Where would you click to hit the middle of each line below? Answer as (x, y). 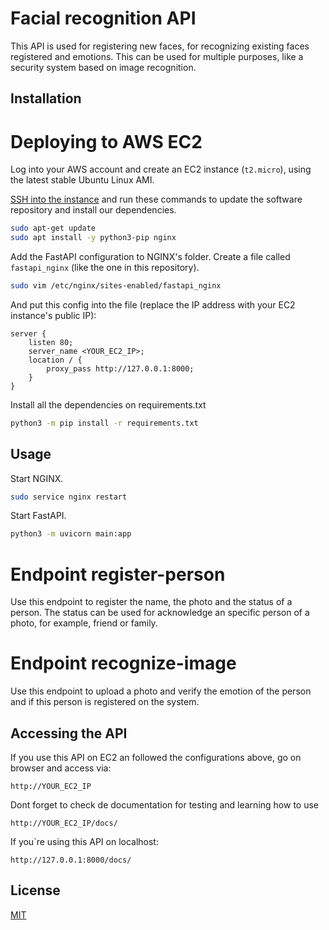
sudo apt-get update (53, 228)
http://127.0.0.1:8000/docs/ (71, 860)
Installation (46, 98)
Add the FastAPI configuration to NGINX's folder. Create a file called (150, 257)
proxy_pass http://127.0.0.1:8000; (120, 368)
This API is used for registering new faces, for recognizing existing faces (160, 46)
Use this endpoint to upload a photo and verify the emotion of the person (161, 691)
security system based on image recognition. (103, 67)
